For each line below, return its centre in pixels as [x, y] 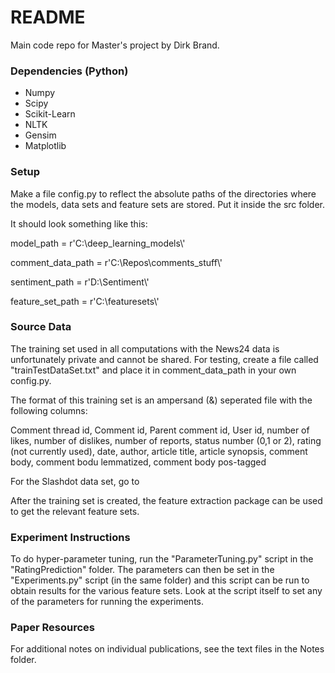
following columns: [49, 410]
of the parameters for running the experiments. [107, 602]
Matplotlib [45, 146]
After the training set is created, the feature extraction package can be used [166, 500]
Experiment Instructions [70, 537]
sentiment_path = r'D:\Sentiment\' [80, 282]
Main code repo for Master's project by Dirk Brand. [115, 45]
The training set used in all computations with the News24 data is [145, 348]
